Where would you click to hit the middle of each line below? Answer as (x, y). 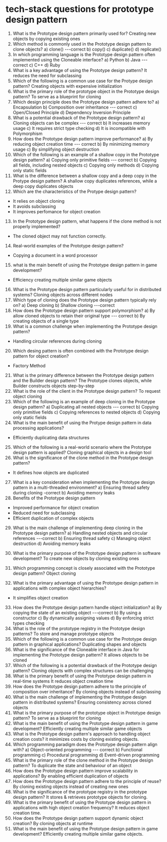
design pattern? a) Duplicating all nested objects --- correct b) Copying (86, 407)
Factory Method (29, 365)
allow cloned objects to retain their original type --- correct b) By (79, 315)
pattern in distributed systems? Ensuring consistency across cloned (82, 702)
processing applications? (38, 428)
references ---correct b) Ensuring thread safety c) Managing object (82, 538)
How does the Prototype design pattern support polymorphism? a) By (84, 310)
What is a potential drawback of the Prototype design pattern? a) (79, 118)
